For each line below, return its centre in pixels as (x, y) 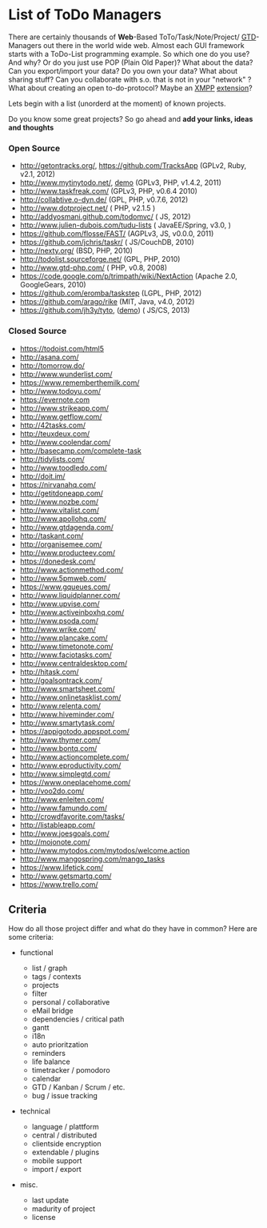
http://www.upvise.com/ (60, 604)
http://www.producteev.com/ (68, 552)
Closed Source (38, 331)
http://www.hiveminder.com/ (67, 714)
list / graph (50, 968)
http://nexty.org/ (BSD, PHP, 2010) (76, 251)
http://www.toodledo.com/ (64, 468)
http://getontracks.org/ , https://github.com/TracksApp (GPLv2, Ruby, (133, 166)
